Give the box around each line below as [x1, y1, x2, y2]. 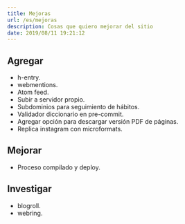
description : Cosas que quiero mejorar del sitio [7, 23, 154, 30]
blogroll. [17, 201, 41, 209]
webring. [17, 209, 43, 217]
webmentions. [17, 81, 58, 89]
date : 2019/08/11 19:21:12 [7, 29, 85, 37]
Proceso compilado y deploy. [17, 163, 100, 171]
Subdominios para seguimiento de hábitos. [17, 103, 140, 111]
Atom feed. [17, 88, 49, 97]
